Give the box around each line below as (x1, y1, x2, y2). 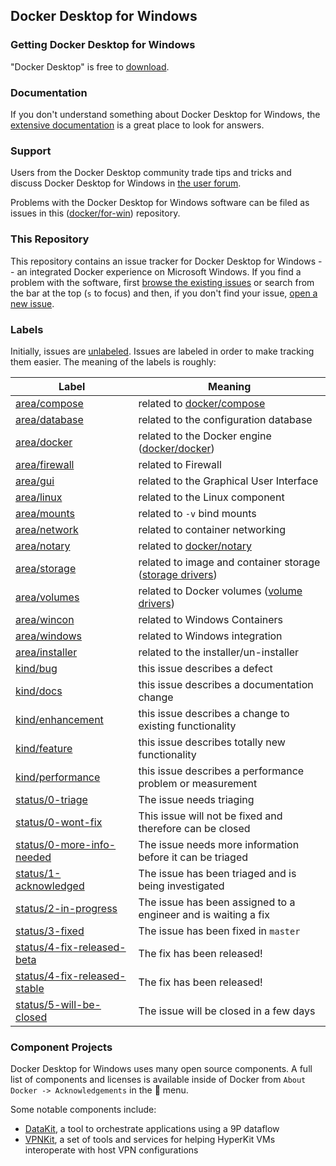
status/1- (15, 866, 62, 880)
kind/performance (15, 770, 101, 784)
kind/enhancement (15, 712, 104, 726)
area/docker (15, 435, 73, 449)
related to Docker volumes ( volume (138, 584, 303, 598)
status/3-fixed (15, 924, 85, 938)
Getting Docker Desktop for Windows (10, 38, 196, 52)
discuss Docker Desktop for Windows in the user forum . (10, 177, 242, 189)
